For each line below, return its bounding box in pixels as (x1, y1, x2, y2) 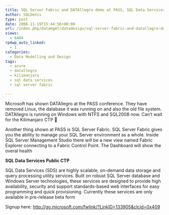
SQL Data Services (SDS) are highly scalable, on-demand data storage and (5, 167, 161, 173)
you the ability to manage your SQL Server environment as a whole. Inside (5, 131, 159, 137)
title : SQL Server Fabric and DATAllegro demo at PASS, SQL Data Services (5, 7, 165, 13)
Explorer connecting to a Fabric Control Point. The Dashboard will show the (5, 142, 161, 149)
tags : (5, 59, 17, 64)
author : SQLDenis (5, 12, 42, 17)
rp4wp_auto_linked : (5, 40, 46, 45)
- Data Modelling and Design (10, 54, 71, 59)
